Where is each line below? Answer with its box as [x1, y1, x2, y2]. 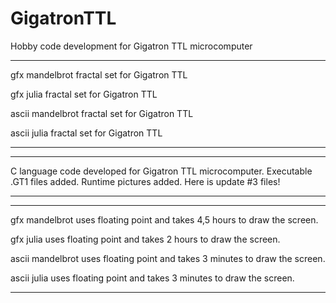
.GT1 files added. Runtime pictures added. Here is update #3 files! [10, 175, 281, 187]
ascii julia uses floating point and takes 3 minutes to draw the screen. [10, 272, 295, 284]
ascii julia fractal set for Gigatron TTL [10, 127, 163, 139]
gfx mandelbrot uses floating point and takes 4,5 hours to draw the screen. [10, 213, 319, 226]
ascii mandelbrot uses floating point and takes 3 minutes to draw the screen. [10, 252, 326, 264]
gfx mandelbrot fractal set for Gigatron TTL [10, 68, 188, 81]
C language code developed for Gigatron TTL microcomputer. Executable [10, 165, 313, 177]
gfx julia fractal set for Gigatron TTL [10, 88, 158, 100]
